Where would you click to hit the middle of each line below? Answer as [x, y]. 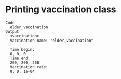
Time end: [20, 58]
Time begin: [22, 49]
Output [12, 31]
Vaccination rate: [29, 67]
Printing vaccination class [61, 9]
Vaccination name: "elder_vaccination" [52, 41]
